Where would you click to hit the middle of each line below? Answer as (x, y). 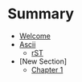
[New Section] (43, 61)
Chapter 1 (47, 69)
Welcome (35, 36)
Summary (41, 14)
